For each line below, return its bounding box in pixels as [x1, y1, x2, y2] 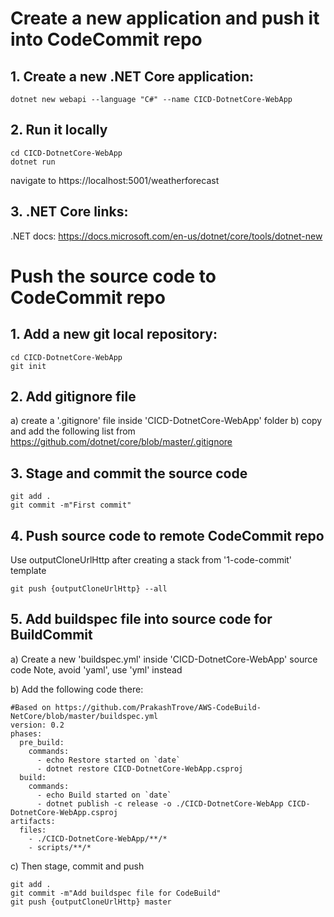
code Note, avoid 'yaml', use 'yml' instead [10, 663, 183, 676]
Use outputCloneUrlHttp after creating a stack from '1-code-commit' [10, 554, 293, 566]
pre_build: [19, 737, 65, 747]
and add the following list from [10, 425, 136, 437]
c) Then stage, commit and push [10, 860, 145, 872]
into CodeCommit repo [10, 28, 203, 51]
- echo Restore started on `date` [36, 755, 182, 765]
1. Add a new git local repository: [10, 326, 218, 343]
